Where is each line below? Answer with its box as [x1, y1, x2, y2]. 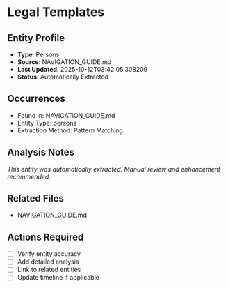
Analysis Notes [7, 146, 75, 158]
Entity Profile [7, 32, 65, 44]
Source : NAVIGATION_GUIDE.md [17, 58, 112, 66]
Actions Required [7, 231, 84, 243]
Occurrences [7, 93, 65, 105]
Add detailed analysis [17, 257, 79, 266]
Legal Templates [7, 4, 105, 20]
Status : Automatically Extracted [17, 73, 109, 81]
